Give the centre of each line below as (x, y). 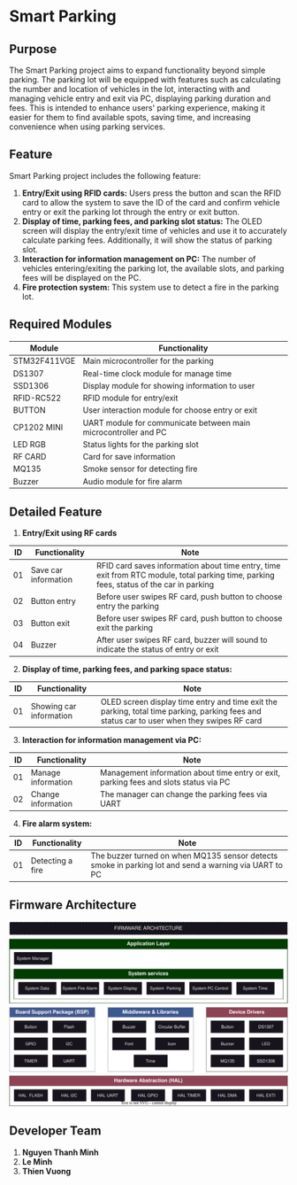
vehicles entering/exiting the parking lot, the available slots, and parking (153, 268)
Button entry (53, 601)
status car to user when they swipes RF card (181, 720)
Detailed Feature (56, 511)
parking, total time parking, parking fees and (181, 711)
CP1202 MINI (38, 428)
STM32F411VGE (44, 361)
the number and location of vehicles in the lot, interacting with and (129, 89)
